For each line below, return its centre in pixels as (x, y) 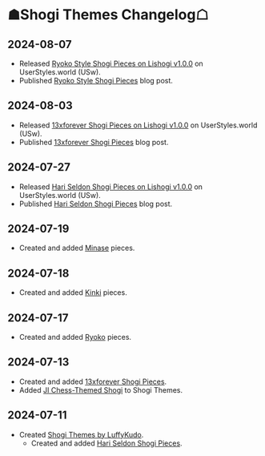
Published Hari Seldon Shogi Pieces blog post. (96, 204)
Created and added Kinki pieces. (73, 293)
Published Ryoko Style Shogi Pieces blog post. (96, 81)
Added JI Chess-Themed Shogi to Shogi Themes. (101, 389)
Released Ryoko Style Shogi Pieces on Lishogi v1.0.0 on (111, 63)
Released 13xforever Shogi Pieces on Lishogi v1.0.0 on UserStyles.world (138, 125)
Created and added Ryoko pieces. (75, 337)
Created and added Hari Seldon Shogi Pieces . (106, 443)
